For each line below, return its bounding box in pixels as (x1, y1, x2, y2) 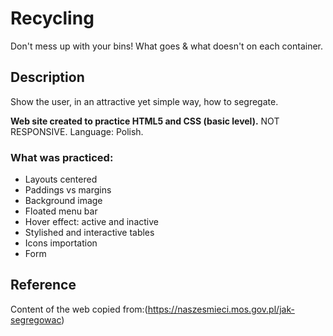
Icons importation (24, 237, 98, 249)
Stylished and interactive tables (24, 227, 155, 239)
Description (10, 69, 85, 86)
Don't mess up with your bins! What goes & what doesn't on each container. (10, 40, 324, 52)
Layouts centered (24, 173, 98, 186)
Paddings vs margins (24, 184, 112, 196)
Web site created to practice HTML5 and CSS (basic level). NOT (10, 115, 280, 127)
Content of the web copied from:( (10, 303, 148, 315)
